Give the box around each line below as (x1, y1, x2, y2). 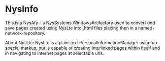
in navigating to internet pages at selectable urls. (5, 50, 104, 56)
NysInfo (5, 3, 38, 15)
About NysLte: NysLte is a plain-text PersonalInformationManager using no (5, 39, 157, 45)
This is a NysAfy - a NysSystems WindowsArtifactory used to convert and (5, 20, 155, 26)
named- (138, 25, 155, 30)
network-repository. (5, 30, 46, 36)
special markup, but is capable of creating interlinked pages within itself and (5, 45, 160, 51)
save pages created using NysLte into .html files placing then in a (5, 25, 137, 30)
